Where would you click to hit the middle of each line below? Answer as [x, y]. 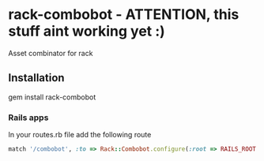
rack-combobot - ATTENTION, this [124, 15]
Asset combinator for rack [51, 53]
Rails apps [28, 118]
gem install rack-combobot [52, 97]
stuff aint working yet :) [87, 31]
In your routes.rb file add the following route [80, 135]
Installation [36, 78]
